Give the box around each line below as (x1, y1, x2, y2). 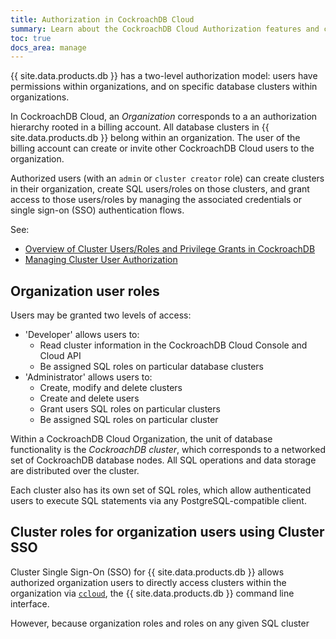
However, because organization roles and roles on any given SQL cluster (10, 617, 310, 629)
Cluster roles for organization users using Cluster (10, 524, 325, 541)
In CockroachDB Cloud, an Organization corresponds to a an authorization (10, 111, 318, 123)
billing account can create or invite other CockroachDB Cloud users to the (10, 142, 315, 155)
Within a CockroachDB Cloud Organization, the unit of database (10, 433, 273, 445)
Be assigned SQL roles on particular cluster (39, 414, 219, 426)
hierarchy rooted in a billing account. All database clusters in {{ (10, 121, 270, 133)
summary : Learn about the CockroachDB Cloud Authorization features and (10, 24, 320, 34)
